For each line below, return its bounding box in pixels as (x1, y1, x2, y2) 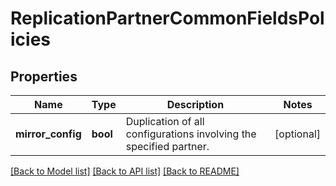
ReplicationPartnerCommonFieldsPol (10, 7, 325, 30)
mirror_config (15, 127, 82, 141)
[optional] (274, 127, 321, 141)
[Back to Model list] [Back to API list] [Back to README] (10, 165, 240, 177)
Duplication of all (125, 115, 205, 128)
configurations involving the (125, 127, 257, 141)
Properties (10, 68, 78, 85)
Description (166, 98, 225, 111)
